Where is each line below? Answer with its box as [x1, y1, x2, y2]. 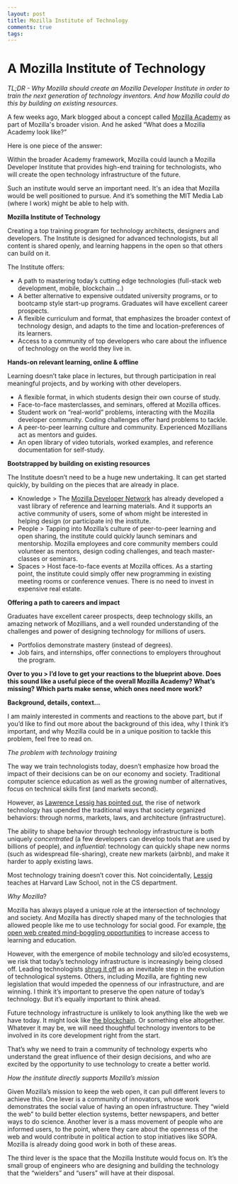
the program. [17, 656, 56, 664]
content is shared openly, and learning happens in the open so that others [7, 241, 223, 250]
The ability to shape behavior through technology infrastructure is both [7, 827, 215, 836]
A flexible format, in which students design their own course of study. [17, 393, 221, 402]
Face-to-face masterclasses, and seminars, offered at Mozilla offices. [17, 401, 221, 409]
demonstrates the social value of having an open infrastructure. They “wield [7, 1103, 229, 1111]
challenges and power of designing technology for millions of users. [7, 627, 206, 636]
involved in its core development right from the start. [7, 1031, 161, 1040]
